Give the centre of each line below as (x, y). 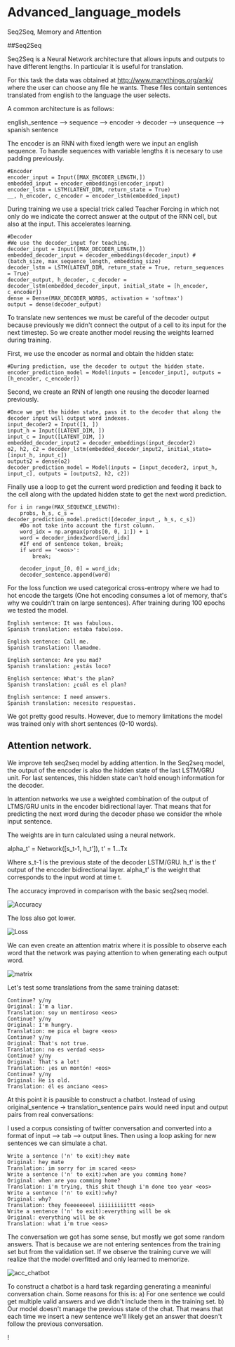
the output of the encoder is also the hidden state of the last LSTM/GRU (111, 770)
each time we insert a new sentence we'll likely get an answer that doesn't (115, 1316)
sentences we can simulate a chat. (57, 1143)
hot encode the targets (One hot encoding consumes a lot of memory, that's (117, 595)
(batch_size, (26, 261)
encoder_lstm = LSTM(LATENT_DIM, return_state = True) (89, 190)
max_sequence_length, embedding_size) (105, 261)
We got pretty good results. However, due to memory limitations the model (115, 716)
